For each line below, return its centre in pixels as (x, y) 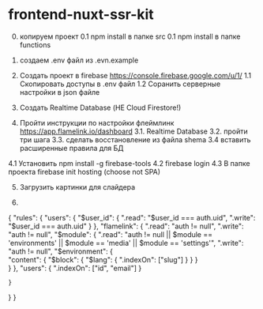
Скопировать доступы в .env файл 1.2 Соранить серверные (120, 84)
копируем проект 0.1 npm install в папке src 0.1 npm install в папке (130, 36)
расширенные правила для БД (71, 148)
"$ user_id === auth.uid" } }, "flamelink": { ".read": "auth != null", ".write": (126, 226)
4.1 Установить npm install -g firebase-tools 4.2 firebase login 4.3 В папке (129, 163)
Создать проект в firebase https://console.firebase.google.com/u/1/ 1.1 (135, 75)
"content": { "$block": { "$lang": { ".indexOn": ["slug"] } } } (103, 259)
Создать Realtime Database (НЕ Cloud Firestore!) (100, 107)
